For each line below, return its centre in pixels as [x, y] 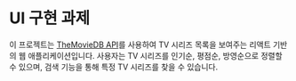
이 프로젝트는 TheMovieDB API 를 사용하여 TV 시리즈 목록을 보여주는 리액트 [140, 45]
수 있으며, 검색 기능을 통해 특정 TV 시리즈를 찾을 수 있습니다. [114, 67]
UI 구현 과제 [50, 18]
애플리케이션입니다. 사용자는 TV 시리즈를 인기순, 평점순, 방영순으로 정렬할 [155, 55]
